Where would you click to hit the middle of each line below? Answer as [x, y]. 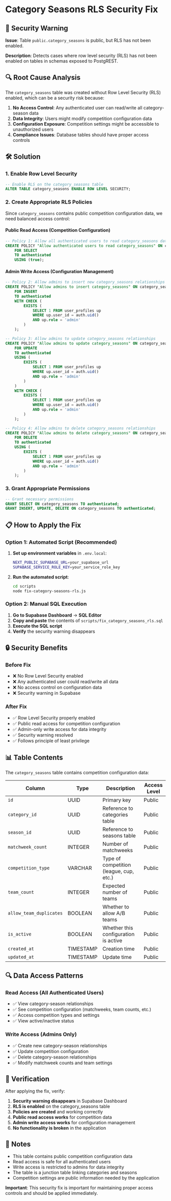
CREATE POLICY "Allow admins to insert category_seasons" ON [72, 287]
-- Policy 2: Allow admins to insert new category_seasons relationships [85, 282]
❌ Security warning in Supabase [47, 693]
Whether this [118, 928]
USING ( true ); [29, 260]
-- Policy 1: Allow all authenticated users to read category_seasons [82, 241]
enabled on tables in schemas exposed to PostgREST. [62, 61]
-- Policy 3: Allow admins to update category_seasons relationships [81, 339]
